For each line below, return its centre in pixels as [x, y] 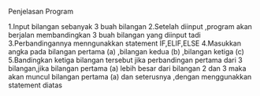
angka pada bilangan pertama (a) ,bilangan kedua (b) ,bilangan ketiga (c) [126, 52]
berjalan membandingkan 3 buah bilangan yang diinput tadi [104, 35]
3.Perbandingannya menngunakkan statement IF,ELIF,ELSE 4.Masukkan [125, 43]
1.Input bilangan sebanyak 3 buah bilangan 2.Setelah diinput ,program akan [130, 26]
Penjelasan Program [41, 11]
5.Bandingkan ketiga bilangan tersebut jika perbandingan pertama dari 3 [125, 60]
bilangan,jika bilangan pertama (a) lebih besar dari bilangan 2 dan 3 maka [127, 68]
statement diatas [35, 85]
